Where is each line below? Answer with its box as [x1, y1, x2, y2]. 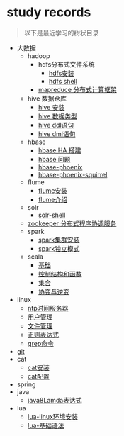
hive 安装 [38, 103, 65, 111]
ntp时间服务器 [27, 303, 69, 312]
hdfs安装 [48, 69, 75, 77]
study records [6, 4, 91, 21]
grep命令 [27, 339, 54, 347]
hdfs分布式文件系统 [38, 60, 95, 68]
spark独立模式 [38, 244, 80, 252]
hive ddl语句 [38, 121, 74, 129]
